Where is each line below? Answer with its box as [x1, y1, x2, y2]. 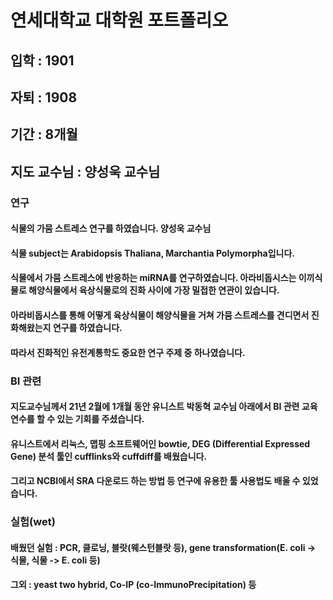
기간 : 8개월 [10, 126, 78, 143]
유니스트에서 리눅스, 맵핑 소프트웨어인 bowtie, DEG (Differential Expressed [10, 437, 311, 450]
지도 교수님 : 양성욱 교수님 [10, 163, 161, 180]
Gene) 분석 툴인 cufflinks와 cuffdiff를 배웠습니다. [10, 450, 208, 462]
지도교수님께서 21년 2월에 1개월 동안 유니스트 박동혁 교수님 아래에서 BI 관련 [10, 401, 300, 413]
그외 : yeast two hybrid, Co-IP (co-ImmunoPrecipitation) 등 [10, 579, 257, 591]
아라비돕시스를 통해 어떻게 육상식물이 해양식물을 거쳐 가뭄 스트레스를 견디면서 [10, 309, 310, 321]
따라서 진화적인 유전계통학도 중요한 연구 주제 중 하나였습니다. [10, 346, 246, 358]
